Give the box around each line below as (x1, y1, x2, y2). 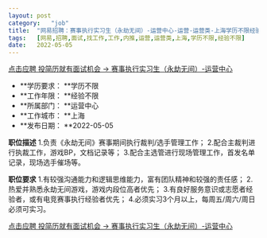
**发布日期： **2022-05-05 (19, 121, 114, 131)
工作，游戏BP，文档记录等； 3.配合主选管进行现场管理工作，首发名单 (29, 148, 256, 158)
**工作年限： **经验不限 (19, 91, 99, 100)
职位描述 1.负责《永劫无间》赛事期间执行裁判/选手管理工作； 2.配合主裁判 (8, 138, 249, 147)
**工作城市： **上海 (19, 111, 85, 120)
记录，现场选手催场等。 (8, 158, 85, 167)
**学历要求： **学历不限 (19, 81, 99, 91)
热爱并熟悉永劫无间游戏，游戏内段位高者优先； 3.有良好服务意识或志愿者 (8, 185, 246, 194)
